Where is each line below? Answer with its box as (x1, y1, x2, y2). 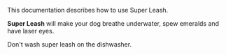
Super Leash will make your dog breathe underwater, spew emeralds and (7, 19, 219, 27)
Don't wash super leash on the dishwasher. (7, 40, 132, 48)
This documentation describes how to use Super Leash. (7, 6, 169, 14)
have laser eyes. (7, 27, 55, 35)
